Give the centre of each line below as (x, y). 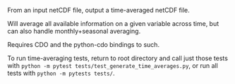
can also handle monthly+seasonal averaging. (74, 31)
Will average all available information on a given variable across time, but (113, 23)
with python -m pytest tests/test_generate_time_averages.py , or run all (113, 65)
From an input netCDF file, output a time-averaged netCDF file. (98, 10)
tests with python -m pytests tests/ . (61, 73)
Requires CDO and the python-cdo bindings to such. (84, 44)
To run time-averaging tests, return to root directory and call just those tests (117, 58)
